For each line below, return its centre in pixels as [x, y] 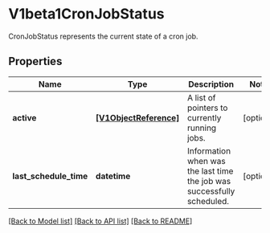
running [202, 128]
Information [209, 151]
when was [207, 161]
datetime [113, 176]
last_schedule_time [50, 176]
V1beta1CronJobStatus [86, 14]
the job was [209, 181]
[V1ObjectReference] [137, 117]
